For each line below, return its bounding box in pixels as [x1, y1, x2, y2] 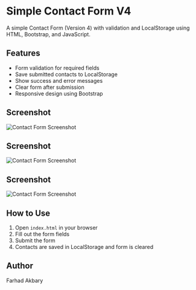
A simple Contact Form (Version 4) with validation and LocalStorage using [6, 24, 190, 31]
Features [6, 48, 40, 59]
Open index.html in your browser [14, 224, 98, 231]
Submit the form [14, 237, 55, 244]
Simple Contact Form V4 [6, 4, 131, 18]
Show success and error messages [14, 77, 103, 84]
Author [6, 261, 33, 271]
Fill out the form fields [14, 231, 70, 237]
